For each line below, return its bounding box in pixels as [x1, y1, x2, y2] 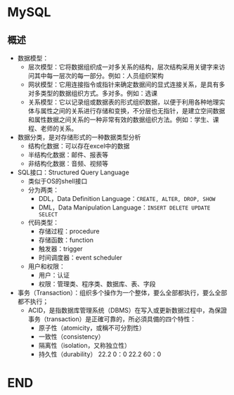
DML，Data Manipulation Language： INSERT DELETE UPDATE [38, 203, 211, 212]
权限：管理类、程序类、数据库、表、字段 [38, 280, 156, 288]
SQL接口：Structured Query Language [17, 168, 130, 176]
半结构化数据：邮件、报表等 [27, 150, 109, 159]
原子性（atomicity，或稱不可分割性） [38, 324, 145, 332]
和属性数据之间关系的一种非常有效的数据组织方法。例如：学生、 [27, 115, 213, 124]
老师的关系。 [40, 124, 78, 132]
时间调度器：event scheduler [38, 254, 123, 261]
